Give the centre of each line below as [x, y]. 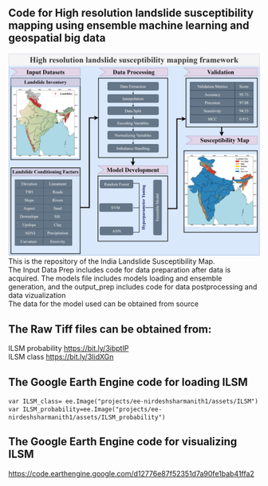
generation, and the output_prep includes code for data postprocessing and [133, 287]
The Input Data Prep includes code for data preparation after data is [120, 270]
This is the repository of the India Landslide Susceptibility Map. [112, 261]
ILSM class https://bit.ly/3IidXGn [61, 357]
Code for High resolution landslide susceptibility [131, 13]
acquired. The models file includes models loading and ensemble [115, 278]
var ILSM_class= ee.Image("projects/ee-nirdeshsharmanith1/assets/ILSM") [134, 401]
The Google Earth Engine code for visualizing [123, 442]
